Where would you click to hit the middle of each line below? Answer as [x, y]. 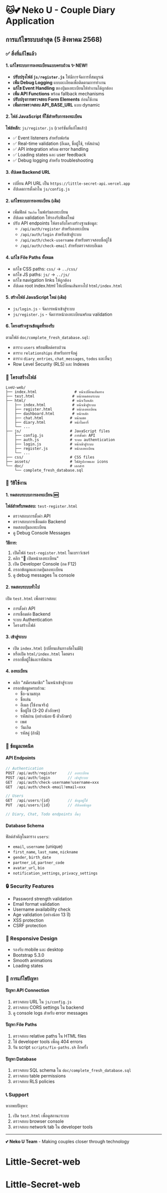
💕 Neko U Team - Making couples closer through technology [67, 1141]
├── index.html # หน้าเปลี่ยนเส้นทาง [55, 392]
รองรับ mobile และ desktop [38, 949]
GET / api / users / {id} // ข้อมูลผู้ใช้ [47, 801]
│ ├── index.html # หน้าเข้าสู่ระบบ [51, 405]
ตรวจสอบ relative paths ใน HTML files [50, 1036]
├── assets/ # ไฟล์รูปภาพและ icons [57, 462]
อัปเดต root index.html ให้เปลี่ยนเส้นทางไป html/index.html [68, 285]
